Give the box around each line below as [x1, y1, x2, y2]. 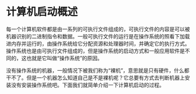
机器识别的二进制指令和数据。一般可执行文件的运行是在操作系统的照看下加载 [6, 32, 190, 39]
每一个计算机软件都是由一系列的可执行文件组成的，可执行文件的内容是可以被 [6, 26, 190, 32]
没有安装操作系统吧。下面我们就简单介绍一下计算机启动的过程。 [10, 81, 164, 88]
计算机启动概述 [6, 5, 78, 19]
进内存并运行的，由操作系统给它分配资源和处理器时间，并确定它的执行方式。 [6, 40, 190, 47]
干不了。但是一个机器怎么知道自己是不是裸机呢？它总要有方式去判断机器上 [6, 74, 185, 81]
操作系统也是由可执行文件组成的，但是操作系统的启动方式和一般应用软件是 [6, 47, 185, 54]
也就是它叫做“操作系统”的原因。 [26, 55, 103, 62]
